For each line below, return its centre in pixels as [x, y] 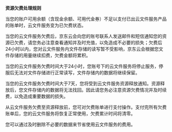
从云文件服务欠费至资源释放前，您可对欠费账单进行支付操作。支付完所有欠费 [86, 107]
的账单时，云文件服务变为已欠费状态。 [46, 25]
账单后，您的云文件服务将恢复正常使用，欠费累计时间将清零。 [70, 114]
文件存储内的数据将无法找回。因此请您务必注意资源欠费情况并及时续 [95, 90]
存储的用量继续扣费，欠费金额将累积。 [50, 55]
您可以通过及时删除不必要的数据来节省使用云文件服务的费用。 [70, 124]
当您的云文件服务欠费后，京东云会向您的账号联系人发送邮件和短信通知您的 [84, 36]
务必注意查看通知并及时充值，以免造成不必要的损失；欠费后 [99, 42]
